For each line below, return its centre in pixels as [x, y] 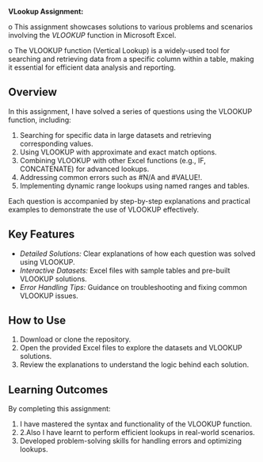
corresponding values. [56, 143]
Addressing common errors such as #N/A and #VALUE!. [111, 177]
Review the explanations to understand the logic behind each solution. [134, 365]
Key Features [42, 234]
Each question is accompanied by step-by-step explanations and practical [130, 200]
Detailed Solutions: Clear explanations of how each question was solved [137, 254]
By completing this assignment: [59, 409]
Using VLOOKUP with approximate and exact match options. [118, 152]
